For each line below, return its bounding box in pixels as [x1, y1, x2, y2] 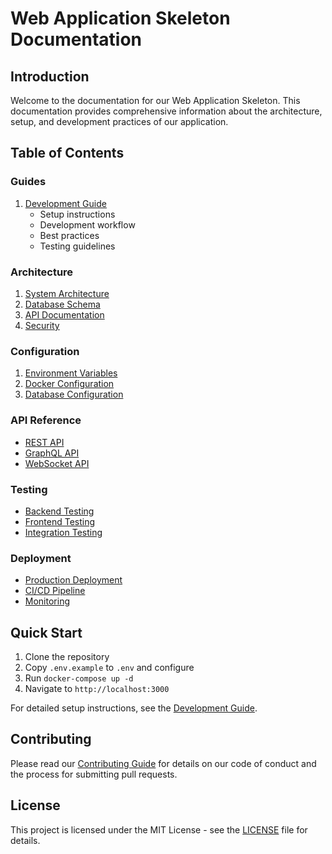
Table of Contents [10, 145, 125, 162]
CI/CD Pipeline [24, 585, 86, 597]
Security [24, 319, 60, 331]
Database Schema [24, 298, 101, 310]
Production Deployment [24, 574, 123, 586]
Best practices [39, 229, 100, 241]
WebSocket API [24, 457, 90, 469]
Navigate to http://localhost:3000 [24, 682, 170, 694]
